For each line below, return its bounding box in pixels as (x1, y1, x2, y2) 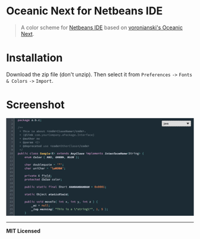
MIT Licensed (6, 228, 40, 235)
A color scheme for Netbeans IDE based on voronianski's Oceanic (20, 24, 183, 31)
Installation (6, 51, 63, 65)
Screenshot (6, 98, 65, 111)
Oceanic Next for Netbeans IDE (6, 4, 163, 18)
